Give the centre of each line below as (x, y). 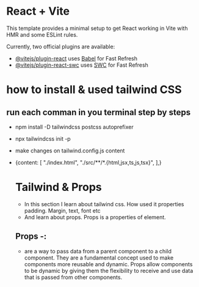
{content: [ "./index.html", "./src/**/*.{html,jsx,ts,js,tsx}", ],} (88, 162)
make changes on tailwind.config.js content (70, 151)
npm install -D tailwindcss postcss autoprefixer (74, 127)
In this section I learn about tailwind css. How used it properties (104, 204)
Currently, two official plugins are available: (61, 47)
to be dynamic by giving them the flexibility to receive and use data (109, 270)
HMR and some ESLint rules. (42, 34)
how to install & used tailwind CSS (94, 90)
